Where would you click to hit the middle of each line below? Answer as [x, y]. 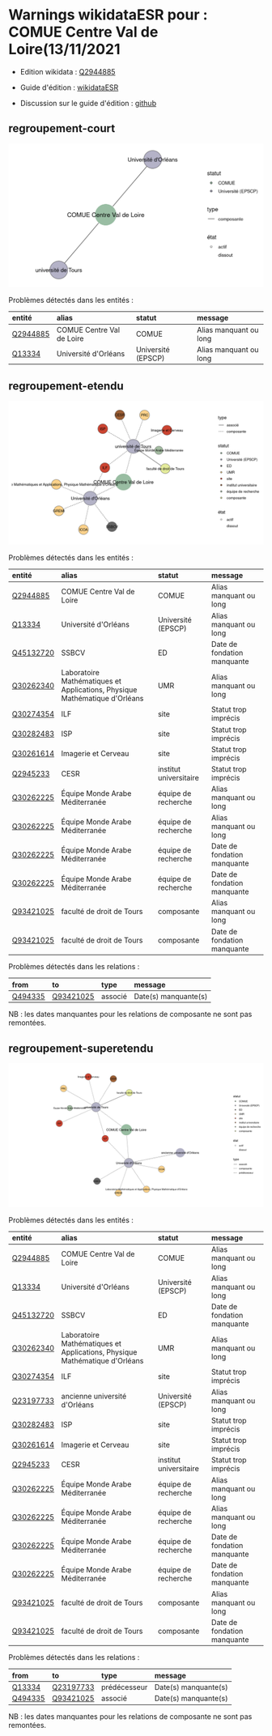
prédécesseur [124, 1687]
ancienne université [94, 1396]
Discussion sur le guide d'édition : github [88, 103]
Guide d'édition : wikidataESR [69, 87]
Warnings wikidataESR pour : [108, 15]
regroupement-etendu [66, 386]
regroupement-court [62, 128]
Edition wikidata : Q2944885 [68, 71]
